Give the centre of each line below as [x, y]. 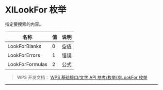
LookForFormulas [27, 64]
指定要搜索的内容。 [24, 24]
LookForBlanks [24, 46]
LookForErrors [24, 55]
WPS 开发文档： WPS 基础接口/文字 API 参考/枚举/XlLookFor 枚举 [82, 77]
